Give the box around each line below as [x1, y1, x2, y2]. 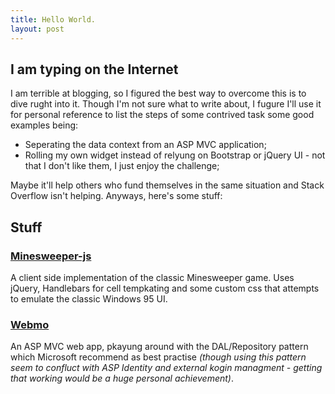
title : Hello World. [10, 14, 97, 25]
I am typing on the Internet [10, 61, 179, 78]
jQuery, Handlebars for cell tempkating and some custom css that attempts [10, 282, 320, 294]
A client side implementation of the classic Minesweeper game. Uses [10, 272, 295, 283]
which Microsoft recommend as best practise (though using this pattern [10, 351, 307, 363]
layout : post [10, 24, 65, 34]
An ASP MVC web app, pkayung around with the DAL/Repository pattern [10, 341, 309, 353]
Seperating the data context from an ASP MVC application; [24, 139, 267, 151]
